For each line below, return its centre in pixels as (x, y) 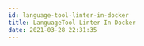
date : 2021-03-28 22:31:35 (53, 30)
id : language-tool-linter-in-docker (68, 15)
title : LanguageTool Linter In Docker (72, 23)
